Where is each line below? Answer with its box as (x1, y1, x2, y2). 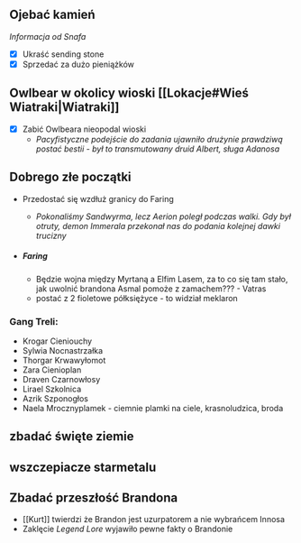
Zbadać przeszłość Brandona (9, 491, 178, 506)
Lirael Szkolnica (22, 383, 82, 394)
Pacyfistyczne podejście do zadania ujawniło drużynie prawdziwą (35, 133, 284, 144)
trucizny (35, 230, 67, 241)
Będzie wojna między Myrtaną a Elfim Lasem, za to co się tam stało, (35, 273, 288, 284)
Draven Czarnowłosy (22, 373, 101, 384)
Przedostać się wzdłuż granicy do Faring (22, 193, 174, 204)
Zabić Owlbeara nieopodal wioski (22, 124, 147, 134)
